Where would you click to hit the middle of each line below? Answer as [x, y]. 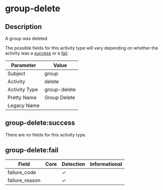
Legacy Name [24, 105]
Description [23, 27]
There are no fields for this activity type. [46, 135]
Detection [73, 164]
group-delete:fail [32, 150]
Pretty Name [22, 97]
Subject [16, 73]
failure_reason [24, 180]
